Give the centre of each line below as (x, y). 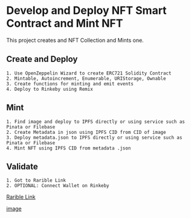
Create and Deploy (42, 59)
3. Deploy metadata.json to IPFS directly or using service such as (94, 137)
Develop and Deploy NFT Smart (87, 11)
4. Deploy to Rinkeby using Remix (50, 89)
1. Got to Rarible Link (36, 180)
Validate (22, 166)
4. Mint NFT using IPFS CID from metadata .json (69, 148)
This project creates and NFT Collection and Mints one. (75, 40)
